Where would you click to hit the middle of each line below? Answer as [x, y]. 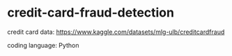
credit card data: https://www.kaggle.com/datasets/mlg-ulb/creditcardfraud [116, 32]
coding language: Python [43, 45]
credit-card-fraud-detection [91, 13]
